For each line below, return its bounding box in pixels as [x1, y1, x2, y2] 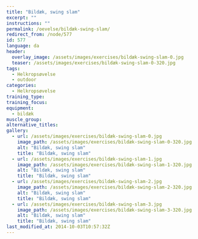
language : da [6, 43, 40, 49]
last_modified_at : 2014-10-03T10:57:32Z [6, 224, 111, 230]
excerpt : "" [6, 15, 37, 21]
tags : [6, 65, 20, 72]
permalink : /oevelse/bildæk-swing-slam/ [6, 26, 111, 32]
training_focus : [6, 99, 48, 105]
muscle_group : [6, 116, 43, 122]
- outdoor [12, 77, 37, 83]
